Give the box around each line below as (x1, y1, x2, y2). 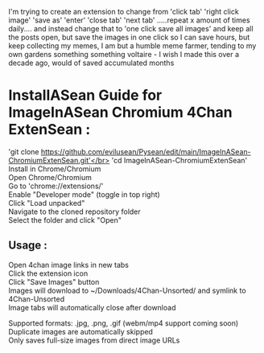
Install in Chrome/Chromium (8, 164, 101, 174)
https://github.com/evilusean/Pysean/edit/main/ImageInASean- (40, 146, 251, 156)
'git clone (8, 146, 39, 156)
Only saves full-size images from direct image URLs (8, 335, 180, 345)
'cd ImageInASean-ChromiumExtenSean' (111, 155, 248, 165)
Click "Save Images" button (8, 277, 100, 286)
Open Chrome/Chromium (8, 172, 93, 182)
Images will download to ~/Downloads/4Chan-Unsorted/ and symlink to (8, 285, 247, 295)
